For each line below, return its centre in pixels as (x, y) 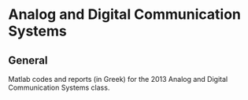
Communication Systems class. (59, 87)
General (28, 60)
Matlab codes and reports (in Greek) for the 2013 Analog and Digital (118, 79)
